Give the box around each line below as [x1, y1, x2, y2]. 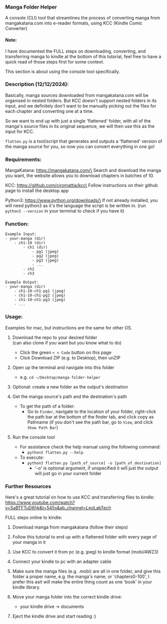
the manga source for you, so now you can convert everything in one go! [5, 143, 155, 149]
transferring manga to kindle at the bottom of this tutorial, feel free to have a [5, 53, 162, 59]
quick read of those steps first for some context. [5, 58, 105, 64]
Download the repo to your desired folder [12, 334, 98, 340]
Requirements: [5, 156, 42, 163]
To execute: [19, 454, 44, 460]
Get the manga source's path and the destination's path [12, 393, 127, 399]
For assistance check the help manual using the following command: [19, 443, 161, 449]
